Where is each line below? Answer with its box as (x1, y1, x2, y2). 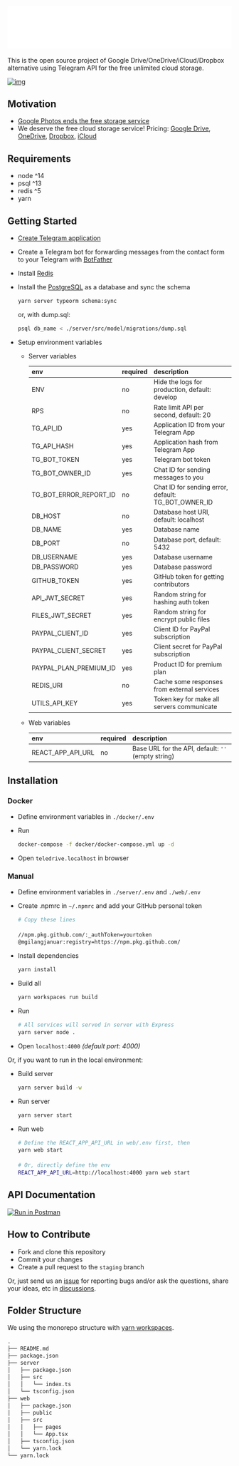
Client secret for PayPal (154, 642, 223, 651)
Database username (154, 552, 213, 561)
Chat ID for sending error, (154, 482, 229, 491)
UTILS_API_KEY (31, 698, 78, 707)
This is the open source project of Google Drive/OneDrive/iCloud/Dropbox (7, 56, 225, 64)
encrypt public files (154, 615, 211, 624)
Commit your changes (17, 1255, 83, 1264)
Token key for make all (154, 695, 220, 703)
